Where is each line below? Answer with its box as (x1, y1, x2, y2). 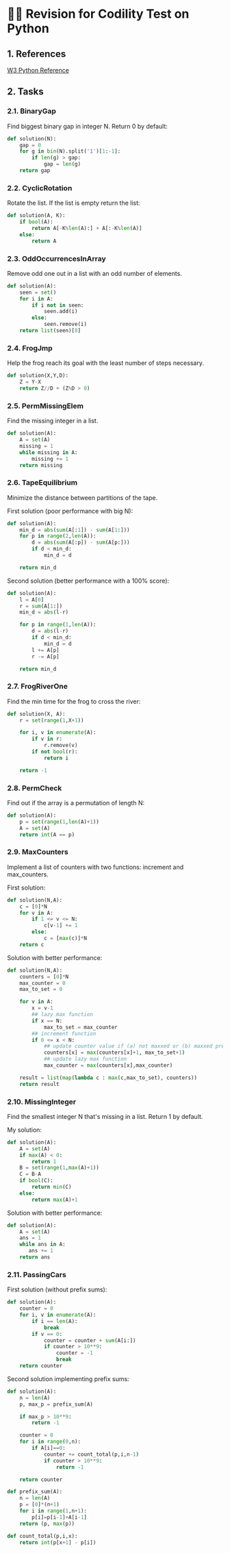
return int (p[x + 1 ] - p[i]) (19, 1539, 97, 1546)
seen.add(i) (43, 308, 78, 315)
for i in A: (19, 295, 53, 302)
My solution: (7, 1126, 42, 1134)
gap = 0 (19, 142, 41, 149)
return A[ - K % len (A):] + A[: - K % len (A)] (31, 225, 142, 231)
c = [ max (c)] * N (43, 935, 88, 942)
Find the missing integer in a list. (7, 417, 99, 425)
